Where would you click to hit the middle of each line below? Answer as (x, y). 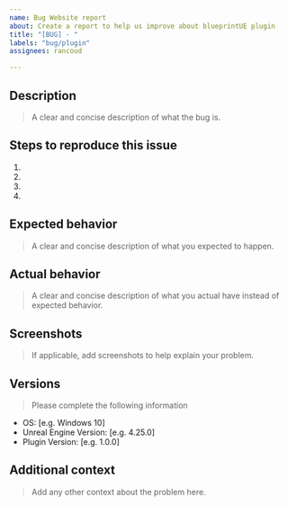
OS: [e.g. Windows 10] (63, 423)
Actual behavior (55, 274)
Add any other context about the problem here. (118, 492)
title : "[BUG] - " (44, 34)
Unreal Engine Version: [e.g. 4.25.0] (89, 432)
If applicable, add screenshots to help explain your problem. (143, 356)
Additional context (62, 470)
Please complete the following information (109, 405)
